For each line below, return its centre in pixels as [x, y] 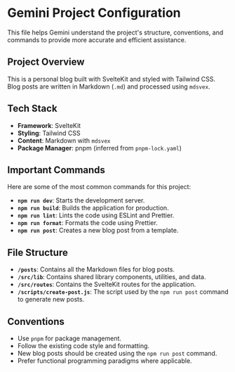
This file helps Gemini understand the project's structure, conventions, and [115, 32]
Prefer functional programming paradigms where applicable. [105, 361]
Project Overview [46, 62]
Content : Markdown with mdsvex [64, 140]
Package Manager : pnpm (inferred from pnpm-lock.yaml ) [100, 148]
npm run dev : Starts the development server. [81, 200]
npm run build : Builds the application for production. [93, 208]
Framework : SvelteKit [49, 125]
